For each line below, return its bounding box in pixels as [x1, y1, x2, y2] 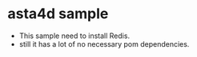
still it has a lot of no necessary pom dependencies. [18, 39, 190, 48]
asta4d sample [7, 5, 109, 23]
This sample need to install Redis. [18, 31, 130, 40]
